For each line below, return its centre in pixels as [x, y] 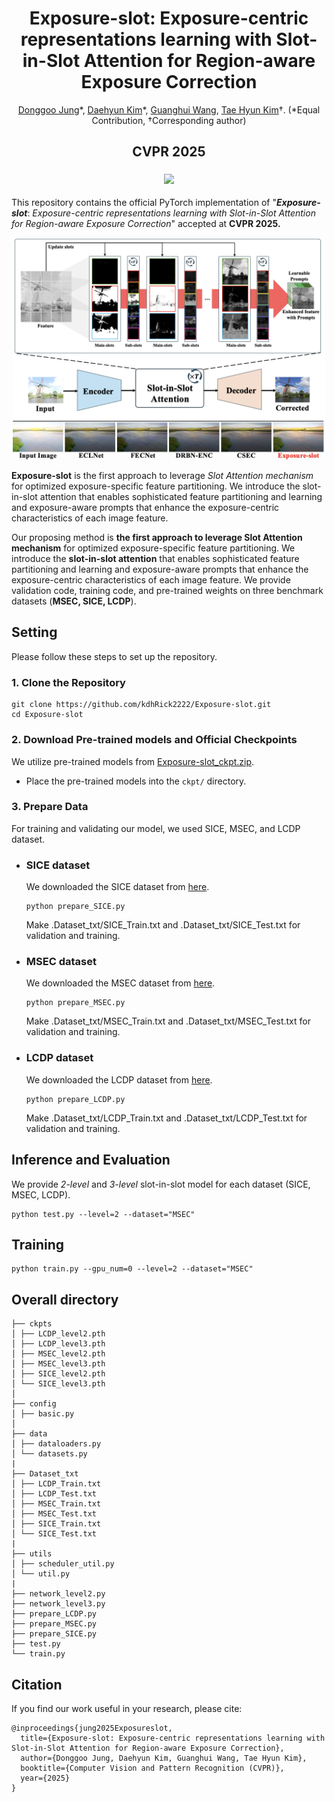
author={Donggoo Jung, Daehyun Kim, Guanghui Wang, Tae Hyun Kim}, [164, 1758]
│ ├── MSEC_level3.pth [58, 1364]
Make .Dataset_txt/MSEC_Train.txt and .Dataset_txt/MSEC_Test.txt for [168, 1021]
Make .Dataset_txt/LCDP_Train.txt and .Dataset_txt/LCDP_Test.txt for [166, 1118]
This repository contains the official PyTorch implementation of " [144, 202]
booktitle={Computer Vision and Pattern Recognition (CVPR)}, [152, 1768]
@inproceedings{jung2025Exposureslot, [92, 1728]
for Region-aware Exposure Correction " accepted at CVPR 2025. [146, 223]
